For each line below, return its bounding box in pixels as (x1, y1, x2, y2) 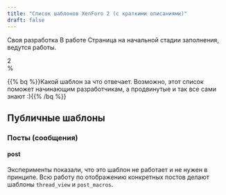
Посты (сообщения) (7, 133, 78, 142)
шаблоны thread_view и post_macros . (7, 180, 114, 189)
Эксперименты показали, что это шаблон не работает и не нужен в (7, 166, 208, 174)
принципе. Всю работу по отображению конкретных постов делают (7, 173, 210, 181)
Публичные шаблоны (7, 112, 105, 124)
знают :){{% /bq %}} (7, 92, 67, 101)
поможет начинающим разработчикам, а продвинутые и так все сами (7, 85, 217, 93)
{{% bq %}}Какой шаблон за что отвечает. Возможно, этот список (7, 77, 204, 85)
